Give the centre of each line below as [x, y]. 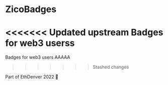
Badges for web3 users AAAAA [38, 57]
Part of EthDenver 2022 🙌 [32, 77]
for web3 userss [40, 43]
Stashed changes [111, 67]
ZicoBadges [31, 9]
